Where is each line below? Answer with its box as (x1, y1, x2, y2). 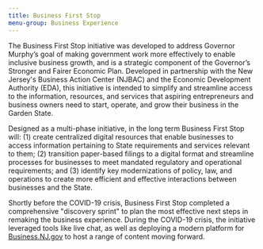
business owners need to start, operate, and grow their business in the (8, 100, 239, 109)
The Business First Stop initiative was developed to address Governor (8, 40, 235, 50)
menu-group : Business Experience (8, 19, 119, 27)
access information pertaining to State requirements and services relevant (8, 140, 250, 150)
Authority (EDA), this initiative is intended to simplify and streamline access (8, 82, 253, 92)
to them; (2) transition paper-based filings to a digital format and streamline (8, 148, 254, 159)
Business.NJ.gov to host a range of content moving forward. (8, 232, 205, 241)
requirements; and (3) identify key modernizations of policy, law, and (8, 166, 232, 175)
